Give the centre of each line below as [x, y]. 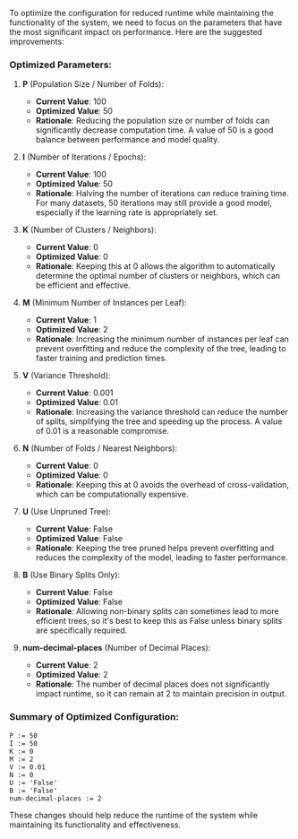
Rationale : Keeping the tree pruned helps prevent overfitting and [155, 548]
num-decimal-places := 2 [55, 798]
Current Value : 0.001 [74, 393]
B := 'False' [34, 791]
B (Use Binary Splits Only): [71, 575]
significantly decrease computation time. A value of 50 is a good [154, 130]
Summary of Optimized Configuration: [94, 717]
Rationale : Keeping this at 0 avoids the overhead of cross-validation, [162, 485]
